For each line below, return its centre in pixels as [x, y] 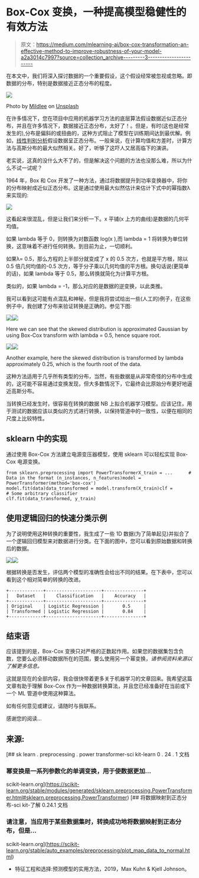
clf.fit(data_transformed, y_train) [51, 498]
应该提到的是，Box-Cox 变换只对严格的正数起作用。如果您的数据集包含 [92, 652]
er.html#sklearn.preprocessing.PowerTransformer [67, 798]
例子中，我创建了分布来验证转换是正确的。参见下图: [69, 306]
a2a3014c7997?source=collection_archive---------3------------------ [105, 57]
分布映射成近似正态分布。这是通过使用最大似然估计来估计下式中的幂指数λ [101, 187]
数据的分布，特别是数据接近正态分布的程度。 [61, 83]
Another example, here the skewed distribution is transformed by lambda [95, 358]
